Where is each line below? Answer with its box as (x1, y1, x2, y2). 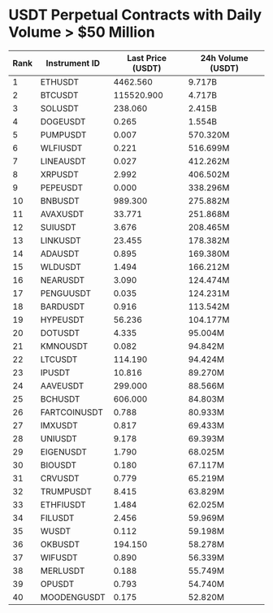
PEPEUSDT (40, 181, 84, 193)
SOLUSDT (40, 102, 80, 114)
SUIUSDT (40, 221, 77, 233)
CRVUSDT (40, 472, 80, 484)
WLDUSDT (40, 261, 81, 272)
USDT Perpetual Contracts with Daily (8, 6, 262, 24)
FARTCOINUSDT (40, 406, 103, 418)
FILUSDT (40, 512, 75, 524)
